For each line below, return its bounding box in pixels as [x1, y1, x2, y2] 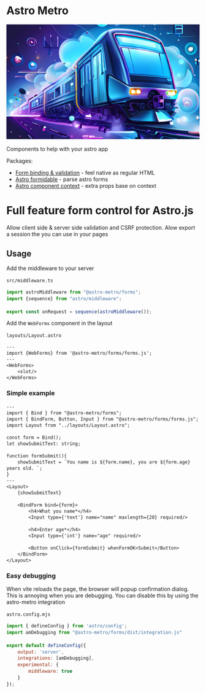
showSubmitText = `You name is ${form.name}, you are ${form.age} [17, 459, 191, 465]
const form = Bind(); [6, 434, 62, 441]
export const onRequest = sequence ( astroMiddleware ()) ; [6, 308, 152, 315]
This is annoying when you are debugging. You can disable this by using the [6, 592, 199, 599]
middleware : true [28, 668, 72, 675]
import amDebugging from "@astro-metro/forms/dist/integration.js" [6, 629, 183, 635]
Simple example [6, 389, 55, 398]
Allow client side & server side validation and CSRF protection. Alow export [6, 224, 196, 231]
